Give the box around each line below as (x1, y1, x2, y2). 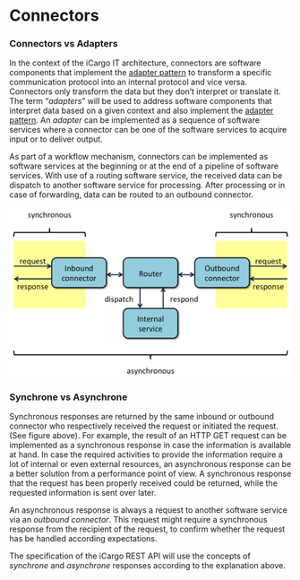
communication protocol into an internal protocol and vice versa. (9, 77, 248, 88)
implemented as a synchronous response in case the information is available (9, 440, 292, 451)
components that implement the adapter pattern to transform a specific (9, 67, 272, 78)
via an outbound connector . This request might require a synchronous (9, 515, 268, 525)
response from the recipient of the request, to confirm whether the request (9, 524, 286, 534)
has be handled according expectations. (9, 533, 159, 544)
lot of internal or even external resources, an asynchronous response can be (9, 459, 292, 470)
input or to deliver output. (9, 134, 103, 144)
